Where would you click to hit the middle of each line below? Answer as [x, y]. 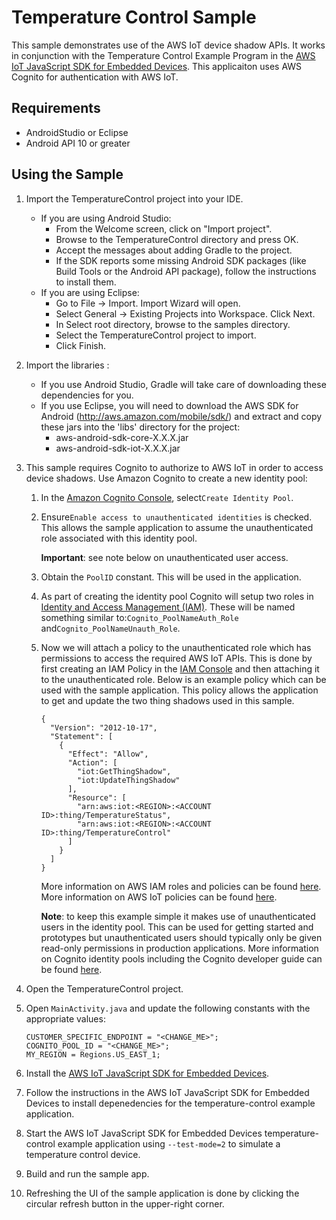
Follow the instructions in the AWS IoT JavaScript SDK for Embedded [167, 1092]
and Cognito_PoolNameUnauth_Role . [110, 628]
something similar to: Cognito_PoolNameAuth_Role [139, 617]
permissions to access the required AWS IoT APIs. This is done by [176, 658]
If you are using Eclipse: [90, 292]
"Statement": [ [81, 736]
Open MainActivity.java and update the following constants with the [168, 1008]
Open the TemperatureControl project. [104, 988]
